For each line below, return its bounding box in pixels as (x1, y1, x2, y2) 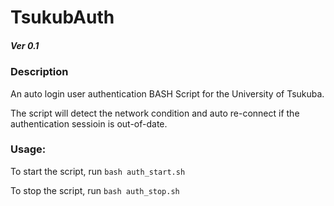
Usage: (10, 142, 47, 156)
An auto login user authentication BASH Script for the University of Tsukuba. (10, 87, 325, 100)
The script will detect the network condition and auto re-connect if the (10, 107, 300, 119)
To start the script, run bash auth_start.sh (10, 165, 186, 177)
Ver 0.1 (10, 39, 40, 51)
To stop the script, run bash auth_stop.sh (10, 184, 180, 196)
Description (10, 65, 69, 79)
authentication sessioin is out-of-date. (10, 117, 168, 130)
